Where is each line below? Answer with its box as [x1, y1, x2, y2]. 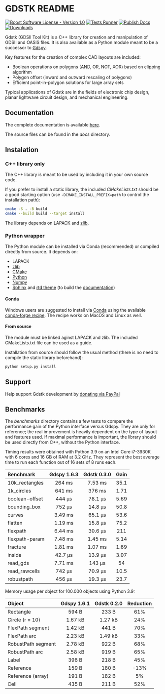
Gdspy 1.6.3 [49, 471, 79, 478]
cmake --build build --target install [5, 211, 85, 216]
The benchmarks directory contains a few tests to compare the [5, 418, 133, 424]
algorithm [12, 69, 32, 75]
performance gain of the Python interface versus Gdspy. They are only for [5, 423, 156, 430]
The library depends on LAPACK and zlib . [5, 220, 89, 226]
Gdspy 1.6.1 [61, 600, 90, 607]
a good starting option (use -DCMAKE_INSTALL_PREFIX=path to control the [5, 192, 149, 198]
